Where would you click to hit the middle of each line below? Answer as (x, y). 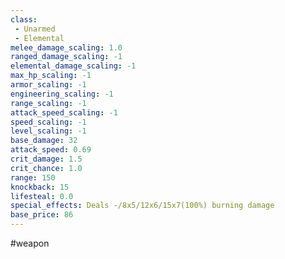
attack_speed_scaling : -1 (64, 112)
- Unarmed (35, 29)
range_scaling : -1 (48, 103)
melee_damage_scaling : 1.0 (66, 47)
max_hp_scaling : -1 (51, 76)
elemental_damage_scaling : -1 (73, 66)
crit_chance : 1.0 (46, 168)
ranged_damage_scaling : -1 (66, 57)
